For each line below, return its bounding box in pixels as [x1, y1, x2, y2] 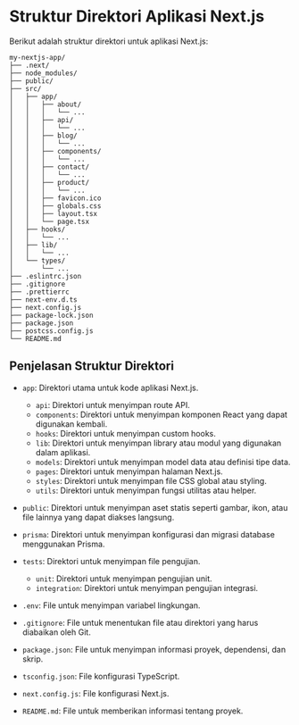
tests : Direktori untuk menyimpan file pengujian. [21, 555, 201, 566]
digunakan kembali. [35, 418, 108, 429]
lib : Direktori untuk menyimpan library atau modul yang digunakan [35, 437, 282, 448]
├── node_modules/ [9, 69, 78, 78]
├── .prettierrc [9, 287, 70, 296]
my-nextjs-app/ [9, 53, 66, 62]
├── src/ [9, 84, 42, 93]
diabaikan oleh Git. [21, 627, 91, 637]
